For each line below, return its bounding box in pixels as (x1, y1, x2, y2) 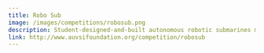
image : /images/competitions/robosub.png (8, 19, 146, 26)
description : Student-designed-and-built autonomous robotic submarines (8, 26, 251, 34)
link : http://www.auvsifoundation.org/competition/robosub (8, 33, 206, 41)
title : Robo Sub (8, 11, 61, 19)
